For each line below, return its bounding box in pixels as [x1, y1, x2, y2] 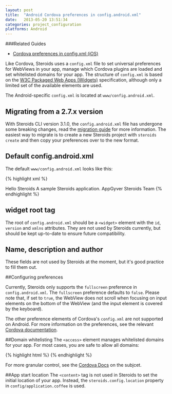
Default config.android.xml [5, 152, 94, 161]
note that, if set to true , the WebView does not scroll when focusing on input [5, 295, 167, 301]
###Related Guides [5, 41, 46, 47]
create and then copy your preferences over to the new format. [5, 137, 140, 143]
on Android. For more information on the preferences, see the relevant [5, 321, 154, 327]
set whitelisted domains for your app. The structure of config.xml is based [5, 71, 163, 77]
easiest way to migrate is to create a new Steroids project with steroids [5, 131, 157, 137]
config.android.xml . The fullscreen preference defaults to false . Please [5, 289, 160, 295]
